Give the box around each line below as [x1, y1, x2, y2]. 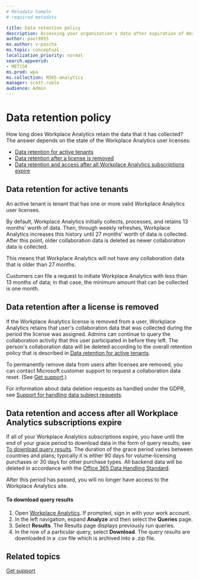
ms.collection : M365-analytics [6, 75, 84, 81]
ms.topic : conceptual [6, 47, 60, 53]
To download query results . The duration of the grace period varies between [6, 446, 193, 453]
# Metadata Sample [6, 8, 52, 15]
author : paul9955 [6, 36, 49, 42]
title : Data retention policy [6, 25, 81, 31]
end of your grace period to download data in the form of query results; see [6, 440, 191, 447]
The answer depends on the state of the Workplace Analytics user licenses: [6, 137, 191, 144]
